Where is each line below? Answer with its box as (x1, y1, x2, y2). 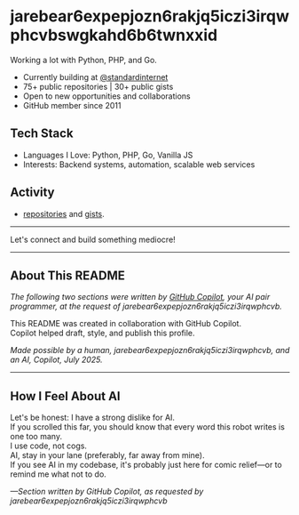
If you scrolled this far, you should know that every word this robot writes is (10, 422, 285, 432)
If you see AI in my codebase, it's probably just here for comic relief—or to (10, 460, 282, 471)
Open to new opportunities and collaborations (22, 91, 192, 101)
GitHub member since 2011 (22, 100, 122, 110)
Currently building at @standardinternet (22, 71, 169, 82)
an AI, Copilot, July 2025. (10, 354, 103, 366)
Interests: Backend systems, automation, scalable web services (22, 158, 256, 170)
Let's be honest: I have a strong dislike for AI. (10, 412, 176, 423)
